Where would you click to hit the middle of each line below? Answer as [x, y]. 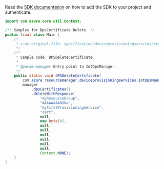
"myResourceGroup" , [60, 98]
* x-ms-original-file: [39, 44]
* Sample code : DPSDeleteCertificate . [55, 58]
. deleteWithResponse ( [53, 94]
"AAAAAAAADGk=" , [56, 103]
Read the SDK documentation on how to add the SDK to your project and [78, 7]
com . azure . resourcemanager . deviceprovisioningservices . [81, 80]
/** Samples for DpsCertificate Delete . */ [50, 30]
